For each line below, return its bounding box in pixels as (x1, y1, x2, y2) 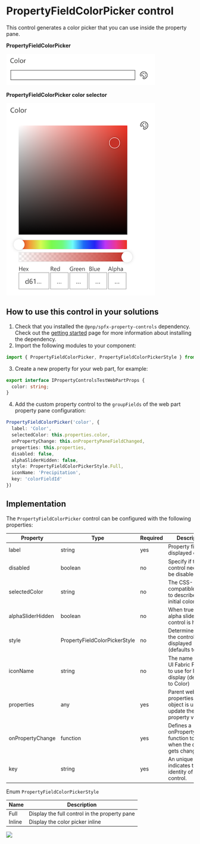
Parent (168, 688, 185, 695)
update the (168, 707, 195, 714)
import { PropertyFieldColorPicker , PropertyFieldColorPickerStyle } (6, 354, 183, 360)
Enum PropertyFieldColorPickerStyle (6, 788, 99, 795)
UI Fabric (168, 660, 190, 668)
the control (168, 634, 195, 641)
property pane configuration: (14, 407, 86, 414)
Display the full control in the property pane (29, 810, 135, 817)
